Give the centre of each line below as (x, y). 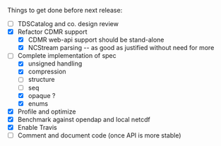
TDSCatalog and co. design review (68, 24)
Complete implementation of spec (67, 56)
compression (47, 72)
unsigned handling (55, 63)
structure (41, 80)
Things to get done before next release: (65, 10)
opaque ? (42, 95)
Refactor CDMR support (52, 32)
